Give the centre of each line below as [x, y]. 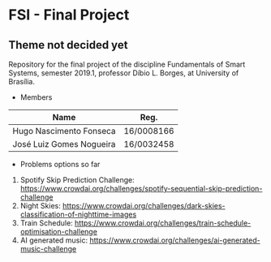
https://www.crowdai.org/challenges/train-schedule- [163, 223]
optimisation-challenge [58, 232]
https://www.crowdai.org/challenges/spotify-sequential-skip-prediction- [141, 189]
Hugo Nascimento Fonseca [64, 131]
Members [36, 97]
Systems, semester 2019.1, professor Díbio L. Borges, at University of [124, 73]
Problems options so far [60, 164]
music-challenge [48, 249]
